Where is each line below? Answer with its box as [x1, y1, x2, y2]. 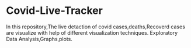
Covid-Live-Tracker [6, 4, 103, 17]
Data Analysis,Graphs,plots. [6, 35, 73, 42]
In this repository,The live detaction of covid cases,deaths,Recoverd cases [6, 23, 186, 30]
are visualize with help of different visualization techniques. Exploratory [6, 29, 178, 36]
